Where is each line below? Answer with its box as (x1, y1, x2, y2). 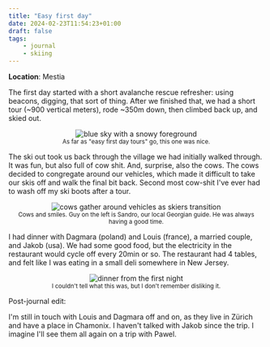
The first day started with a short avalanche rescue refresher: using (8, 88, 234, 97)
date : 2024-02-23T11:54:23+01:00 (8, 19, 122, 28)
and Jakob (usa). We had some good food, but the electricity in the (8, 241, 233, 250)
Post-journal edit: (8, 297, 66, 306)
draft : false (8, 27, 53, 35)
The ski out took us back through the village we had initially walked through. (8, 152, 263, 161)
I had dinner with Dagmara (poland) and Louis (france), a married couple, (8, 232, 253, 242)
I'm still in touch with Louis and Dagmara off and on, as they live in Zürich (8, 312, 253, 321)
